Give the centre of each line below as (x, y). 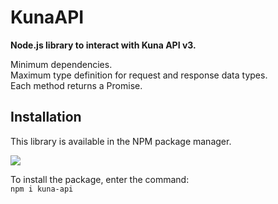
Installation (46, 117)
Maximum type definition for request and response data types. (139, 75)
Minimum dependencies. (61, 64)
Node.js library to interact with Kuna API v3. (103, 45)
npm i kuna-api (42, 189)
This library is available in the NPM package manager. (121, 141)
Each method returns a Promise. (76, 85)
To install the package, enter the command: (100, 179)
